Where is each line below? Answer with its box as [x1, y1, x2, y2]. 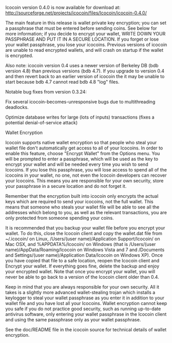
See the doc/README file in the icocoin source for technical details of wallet [5, 327, 167, 333]
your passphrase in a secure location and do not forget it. [5, 183, 127, 189]
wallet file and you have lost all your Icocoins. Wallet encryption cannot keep [5, 300, 167, 306]
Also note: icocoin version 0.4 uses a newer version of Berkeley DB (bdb [5, 63, 159, 68]
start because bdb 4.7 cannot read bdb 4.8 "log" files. [5, 79, 120, 85]
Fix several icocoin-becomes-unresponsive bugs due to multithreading [5, 99, 156, 105]
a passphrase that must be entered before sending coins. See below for [5, 25, 158, 31]
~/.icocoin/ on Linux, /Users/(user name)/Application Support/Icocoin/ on [5, 236, 160, 242]
